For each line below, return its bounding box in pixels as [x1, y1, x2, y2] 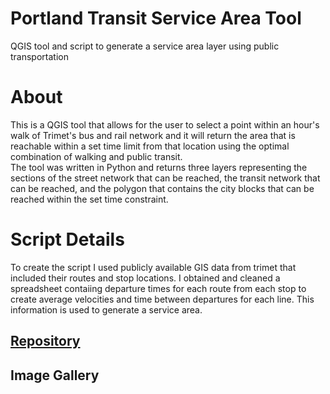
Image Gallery [10, 367, 100, 384]
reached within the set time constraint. [10, 193, 169, 205]
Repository [10, 333, 81, 350]
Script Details [10, 228, 125, 251]
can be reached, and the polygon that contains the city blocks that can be [10, 182, 315, 194]
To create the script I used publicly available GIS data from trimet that [10, 261, 297, 273]
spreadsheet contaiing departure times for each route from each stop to [10, 282, 307, 294]
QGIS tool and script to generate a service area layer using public [10, 40, 280, 52]
